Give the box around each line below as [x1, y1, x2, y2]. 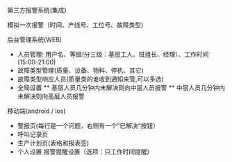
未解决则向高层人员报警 [17, 92, 85, 100]
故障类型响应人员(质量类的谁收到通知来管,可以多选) [17, 75, 165, 83]
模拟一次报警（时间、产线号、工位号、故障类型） [7, 21, 147, 29]
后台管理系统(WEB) [7, 35, 63, 44]
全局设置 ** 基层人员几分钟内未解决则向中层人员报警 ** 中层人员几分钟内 [17, 84, 226, 91]
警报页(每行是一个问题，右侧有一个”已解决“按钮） [17, 122, 160, 129]
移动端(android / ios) [7, 107, 66, 115]
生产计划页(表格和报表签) [17, 139, 90, 147]
